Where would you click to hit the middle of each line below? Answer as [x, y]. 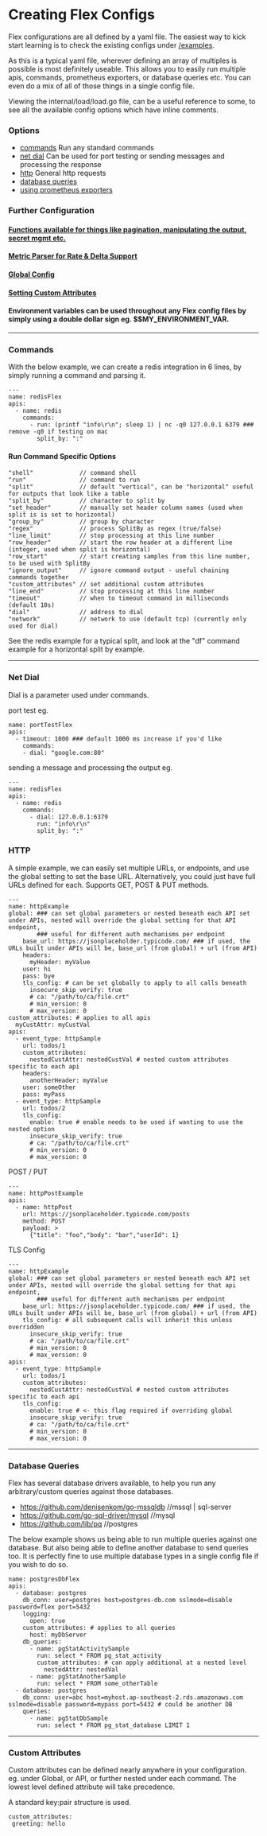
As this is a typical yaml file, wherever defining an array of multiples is [122, 60]
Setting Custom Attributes [52, 293]
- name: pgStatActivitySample [79, 1649]
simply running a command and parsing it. [77, 375]
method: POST [44, 1221]
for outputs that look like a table [69, 494]
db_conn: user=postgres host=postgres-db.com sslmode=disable [128, 1601]
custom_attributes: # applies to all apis [79, 1017]
